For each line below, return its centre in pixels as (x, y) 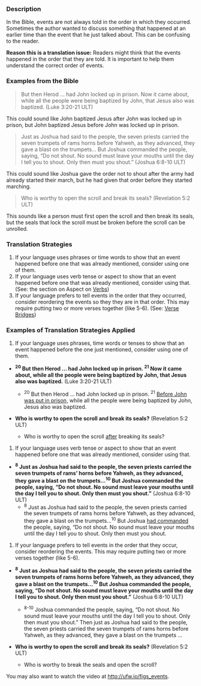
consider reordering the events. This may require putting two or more (100, 552)
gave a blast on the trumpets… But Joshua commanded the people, (104, 149)
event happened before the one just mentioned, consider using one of (101, 350)
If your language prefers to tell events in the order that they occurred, (100, 295)
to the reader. (23, 41)
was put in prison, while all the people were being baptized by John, (108, 400)
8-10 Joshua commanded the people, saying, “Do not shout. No (102, 609)
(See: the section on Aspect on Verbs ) (62, 289)
